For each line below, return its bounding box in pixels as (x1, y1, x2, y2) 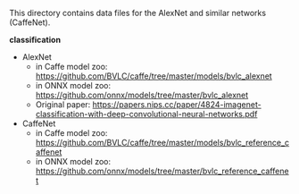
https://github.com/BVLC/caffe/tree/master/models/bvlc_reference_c (35, 138, 290, 148)
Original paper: (35, 99, 91, 110)
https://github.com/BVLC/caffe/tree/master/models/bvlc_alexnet (35, 71, 272, 81)
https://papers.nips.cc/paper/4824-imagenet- (92, 99, 262, 110)
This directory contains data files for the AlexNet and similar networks (9, 8, 266, 18)
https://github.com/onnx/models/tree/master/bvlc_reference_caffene (35, 165, 289, 176)
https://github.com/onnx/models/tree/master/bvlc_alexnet (35, 89, 249, 100)
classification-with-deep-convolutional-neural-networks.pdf (35, 109, 258, 119)
